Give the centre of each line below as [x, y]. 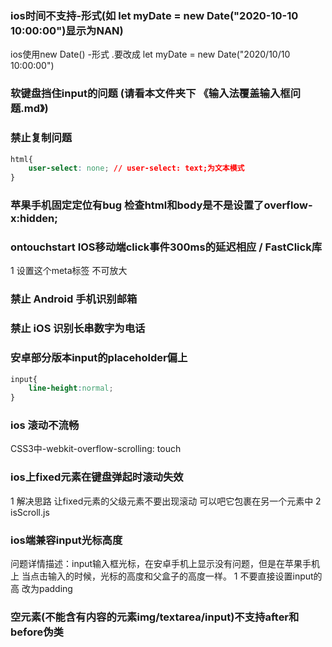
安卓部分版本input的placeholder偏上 [99, 358]
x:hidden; [34, 219]
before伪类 [37, 632]
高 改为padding [41, 589]
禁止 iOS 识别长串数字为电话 [78, 329]
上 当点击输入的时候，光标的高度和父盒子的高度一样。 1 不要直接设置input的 [166, 576]
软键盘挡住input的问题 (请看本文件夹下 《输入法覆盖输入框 [150, 94]
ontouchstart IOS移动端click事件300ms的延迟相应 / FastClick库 [166, 247]
